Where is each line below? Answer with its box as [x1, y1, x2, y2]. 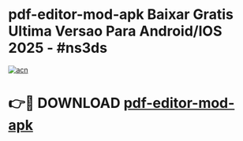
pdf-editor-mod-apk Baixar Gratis [8, 6, 234, 24]
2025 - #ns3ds [8, 39, 108, 57]
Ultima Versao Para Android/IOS [8, 22, 222, 40]
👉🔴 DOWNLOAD [8, 95, 121, 112]
